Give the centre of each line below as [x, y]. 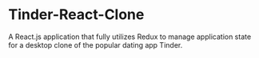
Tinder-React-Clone [76, 15]
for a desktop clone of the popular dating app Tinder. [96, 44]
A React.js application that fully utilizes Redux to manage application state [130, 37]
